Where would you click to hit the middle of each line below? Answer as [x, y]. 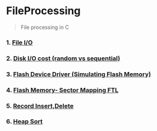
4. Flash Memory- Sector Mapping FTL [63, 90]
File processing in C [45, 27]
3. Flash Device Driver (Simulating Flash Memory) [79, 74]
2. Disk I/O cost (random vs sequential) [63, 58]
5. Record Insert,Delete [40, 106]
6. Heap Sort [24, 122]
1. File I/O [19, 42]
